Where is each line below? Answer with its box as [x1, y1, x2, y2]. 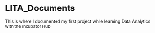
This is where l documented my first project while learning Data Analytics [5, 18, 151, 24]
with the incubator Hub [5, 23, 51, 29]
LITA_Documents [5, 3, 75, 14]
